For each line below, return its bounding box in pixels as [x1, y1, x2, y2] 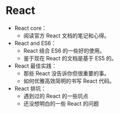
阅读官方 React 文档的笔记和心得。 [23, 31, 110, 39]
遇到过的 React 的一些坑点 [23, 92, 89, 100]
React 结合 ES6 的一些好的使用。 [23, 47, 106, 54]
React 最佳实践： [14, 62, 57, 69]
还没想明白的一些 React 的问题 [23, 100, 99, 107]
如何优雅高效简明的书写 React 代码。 [23, 77, 115, 85]
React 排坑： [14, 85, 46, 92]
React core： [14, 24, 47, 31]
